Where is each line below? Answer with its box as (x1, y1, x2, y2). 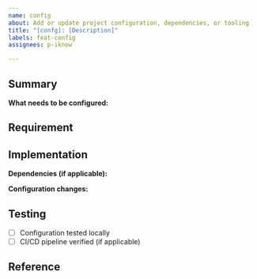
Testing (8, 207, 47, 221)
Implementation (8, 148, 89, 161)
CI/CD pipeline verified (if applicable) (19, 237, 141, 247)
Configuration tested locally (19, 228, 111, 237)
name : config (8, 11, 51, 20)
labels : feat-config (8, 33, 77, 42)
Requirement (8, 121, 74, 134)
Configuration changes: (8, 184, 89, 194)
